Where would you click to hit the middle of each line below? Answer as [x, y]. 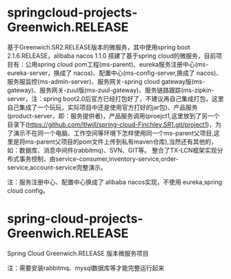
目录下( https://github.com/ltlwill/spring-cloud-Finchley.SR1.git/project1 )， [111, 124]
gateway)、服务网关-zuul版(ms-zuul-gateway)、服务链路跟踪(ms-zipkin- [111, 90]
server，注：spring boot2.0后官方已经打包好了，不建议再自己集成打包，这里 [115, 98]
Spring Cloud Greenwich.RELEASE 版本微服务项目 [78, 253]
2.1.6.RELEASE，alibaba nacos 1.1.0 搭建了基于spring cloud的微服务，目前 [112, 56]
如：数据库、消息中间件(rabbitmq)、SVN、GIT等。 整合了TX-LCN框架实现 [112, 150]
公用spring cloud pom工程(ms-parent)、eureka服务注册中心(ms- [117, 64]
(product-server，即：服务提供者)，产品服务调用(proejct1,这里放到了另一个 [113, 115]
